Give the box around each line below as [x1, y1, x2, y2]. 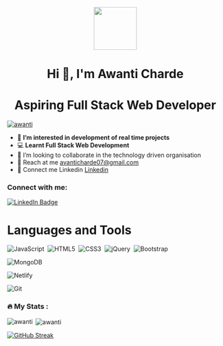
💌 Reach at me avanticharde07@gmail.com [16, 158, 139, 166]
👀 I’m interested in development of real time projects [16, 134, 170, 142]
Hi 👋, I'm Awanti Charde [47, 66, 184, 82]
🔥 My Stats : [7, 301, 49, 311]
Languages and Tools [7, 222, 132, 238]
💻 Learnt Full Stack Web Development [16, 141, 130, 149]
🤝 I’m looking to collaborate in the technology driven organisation [16, 151, 201, 160]
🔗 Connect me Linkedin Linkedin [16, 166, 108, 174]
